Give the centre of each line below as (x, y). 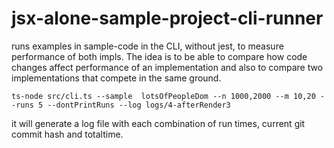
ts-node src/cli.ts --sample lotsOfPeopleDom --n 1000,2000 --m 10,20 (163, 96)
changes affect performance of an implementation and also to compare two (167, 67)
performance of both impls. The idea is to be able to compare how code (159, 56)
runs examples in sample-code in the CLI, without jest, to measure (147, 46)
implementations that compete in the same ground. (116, 78)
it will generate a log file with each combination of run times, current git (158, 123)
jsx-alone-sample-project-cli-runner (167, 18)
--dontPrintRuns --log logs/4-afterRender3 (139, 105)
